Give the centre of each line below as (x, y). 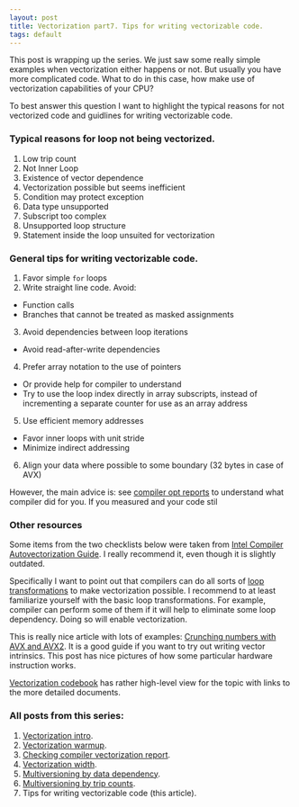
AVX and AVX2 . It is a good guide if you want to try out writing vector (137, 646)
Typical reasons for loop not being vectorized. (113, 139)
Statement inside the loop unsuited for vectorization (118, 235)
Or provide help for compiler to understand (102, 384)
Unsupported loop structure (74, 225)
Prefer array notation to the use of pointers (102, 366)
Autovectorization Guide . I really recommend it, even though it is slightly (143, 554)
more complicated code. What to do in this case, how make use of (132, 79)
